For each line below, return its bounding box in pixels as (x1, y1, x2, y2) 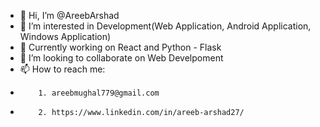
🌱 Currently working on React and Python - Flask (19, 41, 222, 53)
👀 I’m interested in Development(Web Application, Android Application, (19, 20, 312, 32)
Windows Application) (19, 31, 112, 42)
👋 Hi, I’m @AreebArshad (19, 10, 120, 21)
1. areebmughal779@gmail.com (38, 88, 160, 98)
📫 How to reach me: (19, 63, 106, 75)
